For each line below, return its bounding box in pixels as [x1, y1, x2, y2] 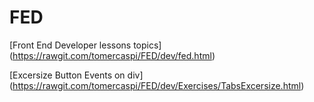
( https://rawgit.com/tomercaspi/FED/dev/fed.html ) [9, 49, 216, 61]
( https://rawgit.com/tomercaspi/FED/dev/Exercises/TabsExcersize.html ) [9, 79, 305, 91]
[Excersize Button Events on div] [9, 69, 144, 81]
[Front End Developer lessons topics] [9, 39, 162, 51]
